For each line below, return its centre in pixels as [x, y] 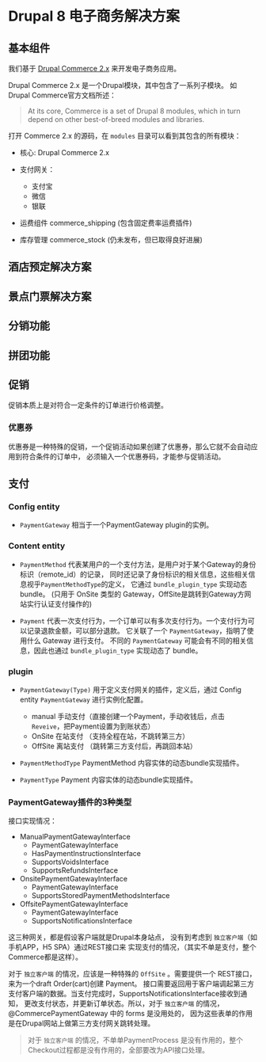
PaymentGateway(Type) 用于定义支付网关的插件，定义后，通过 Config [130, 689]
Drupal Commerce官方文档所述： [63, 95]
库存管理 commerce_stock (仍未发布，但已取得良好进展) [111, 240]
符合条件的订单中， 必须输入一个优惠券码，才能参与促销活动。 [123, 456]
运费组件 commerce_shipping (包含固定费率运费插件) [106, 223]
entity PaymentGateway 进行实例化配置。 [84, 699]
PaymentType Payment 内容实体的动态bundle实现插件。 [108, 779]
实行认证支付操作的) [59, 603]
